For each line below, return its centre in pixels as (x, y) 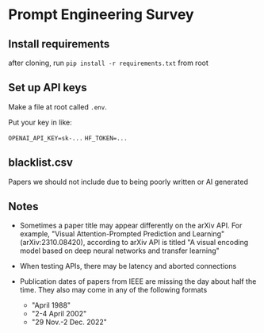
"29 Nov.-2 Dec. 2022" (69, 322)
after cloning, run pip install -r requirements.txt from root (108, 63)
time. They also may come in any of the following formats (113, 290)
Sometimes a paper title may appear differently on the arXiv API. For (131, 226)
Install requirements (59, 44)
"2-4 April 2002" (59, 314)
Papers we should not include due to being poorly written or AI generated (128, 182)
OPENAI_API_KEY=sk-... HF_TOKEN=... (68, 138)
